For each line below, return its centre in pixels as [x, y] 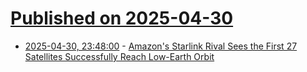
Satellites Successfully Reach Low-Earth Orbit [119, 56]
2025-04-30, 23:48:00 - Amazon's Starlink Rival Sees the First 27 [161, 46]
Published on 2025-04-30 [122, 18]
